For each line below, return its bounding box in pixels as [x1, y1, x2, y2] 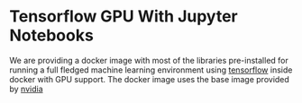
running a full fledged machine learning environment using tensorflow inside [9, 64, 293, 75]
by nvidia [9, 83, 43, 94]
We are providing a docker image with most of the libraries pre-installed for [9, 55, 288, 65]
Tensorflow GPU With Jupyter [9, 6, 239, 27]
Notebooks [9, 25, 95, 46]
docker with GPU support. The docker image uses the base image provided [9, 73, 290, 84]
